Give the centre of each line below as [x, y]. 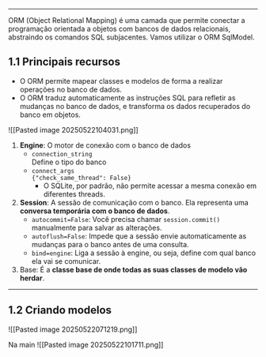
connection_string [62, 154]
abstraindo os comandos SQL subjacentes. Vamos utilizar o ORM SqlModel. [131, 37]
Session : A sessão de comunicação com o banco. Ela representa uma [134, 202]
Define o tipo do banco [69, 162]
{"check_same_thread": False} [82, 178]
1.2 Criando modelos [60, 310]
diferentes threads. [74, 194]
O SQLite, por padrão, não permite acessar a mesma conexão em [150, 186]
